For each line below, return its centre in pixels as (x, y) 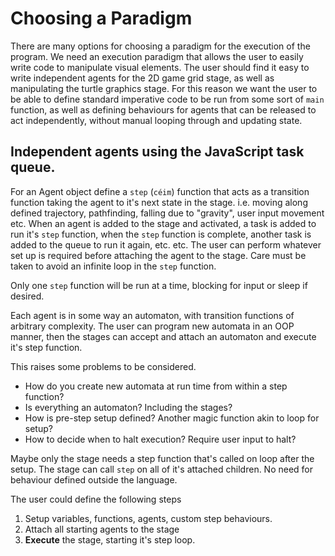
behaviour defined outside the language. (94, 479)
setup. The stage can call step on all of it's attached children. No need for (162, 469)
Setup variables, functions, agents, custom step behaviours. (148, 518)
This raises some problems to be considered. (103, 366)
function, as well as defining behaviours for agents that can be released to (163, 109)
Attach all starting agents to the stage (102, 529)
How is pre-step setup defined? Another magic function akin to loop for (172, 418)
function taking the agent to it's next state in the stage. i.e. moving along (159, 202)
